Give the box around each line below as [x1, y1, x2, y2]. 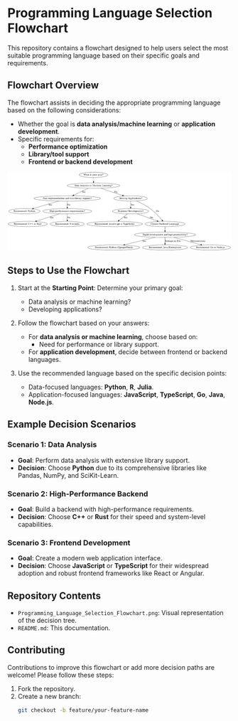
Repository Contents [7, 589, 102, 602]
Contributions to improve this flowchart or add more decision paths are [7, 663, 215, 671]
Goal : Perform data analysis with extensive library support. [17, 456, 190, 464]
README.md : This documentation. [17, 624, 111, 632]
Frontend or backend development [28, 157, 133, 166]
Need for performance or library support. [38, 340, 160, 348]
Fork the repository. [17, 684, 76, 693]
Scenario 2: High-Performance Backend [7, 488, 148, 498]
